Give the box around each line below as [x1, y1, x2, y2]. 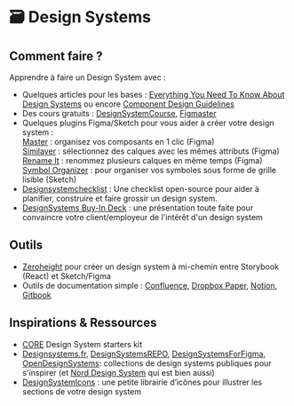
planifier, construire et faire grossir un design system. [21, 193, 218, 203]
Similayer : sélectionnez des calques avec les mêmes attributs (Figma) [21, 146, 280, 156]
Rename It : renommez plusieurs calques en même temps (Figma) [21, 155, 264, 165]
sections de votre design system [21, 386, 142, 396]
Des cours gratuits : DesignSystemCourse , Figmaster [21, 108, 217, 118]
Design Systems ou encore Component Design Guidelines [21, 99, 235, 109]
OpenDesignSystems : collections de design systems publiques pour [21, 357, 273, 369]
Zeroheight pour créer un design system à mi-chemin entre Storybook [21, 261, 280, 272]
